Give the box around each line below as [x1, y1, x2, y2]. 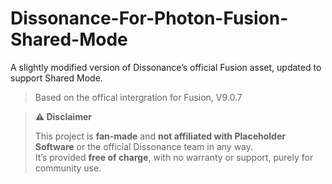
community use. [34, 162, 102, 174]
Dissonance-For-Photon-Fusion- [10, 7, 289, 30]
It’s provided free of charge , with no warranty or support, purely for [34, 151, 314, 163]
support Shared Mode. [10, 72, 103, 84]
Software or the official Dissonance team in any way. [34, 140, 254, 152]
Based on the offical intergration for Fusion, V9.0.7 [34, 91, 243, 103]
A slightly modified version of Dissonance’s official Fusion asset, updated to [10, 61, 322, 73]
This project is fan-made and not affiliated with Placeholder [34, 130, 286, 142]
